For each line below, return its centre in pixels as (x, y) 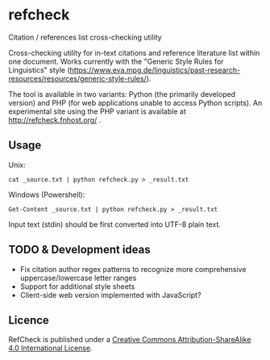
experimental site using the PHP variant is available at (98, 111)
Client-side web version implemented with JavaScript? (110, 295)
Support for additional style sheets (77, 286)
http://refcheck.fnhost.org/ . (55, 119)
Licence (29, 320)
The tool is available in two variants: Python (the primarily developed (122, 94)
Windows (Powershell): (47, 195)
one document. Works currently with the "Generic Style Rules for (116, 61)
